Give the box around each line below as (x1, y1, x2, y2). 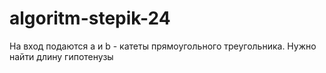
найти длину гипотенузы (9, 50, 114, 62)
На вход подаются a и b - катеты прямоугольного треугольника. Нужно (9, 40, 317, 52)
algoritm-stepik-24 (9, 7, 171, 30)
